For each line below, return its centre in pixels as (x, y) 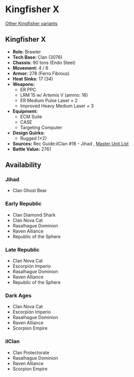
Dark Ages (18, 295)
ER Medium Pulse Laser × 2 (49, 100)
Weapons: (24, 84)
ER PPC (28, 90)
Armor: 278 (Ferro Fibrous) (41, 73)
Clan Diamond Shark (34, 215)
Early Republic (24, 204)
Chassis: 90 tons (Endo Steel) (44, 63)
